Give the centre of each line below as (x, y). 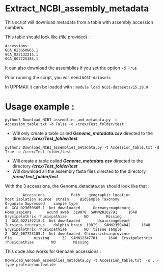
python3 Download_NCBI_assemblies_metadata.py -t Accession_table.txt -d (82, 147)
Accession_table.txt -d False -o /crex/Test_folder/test (65, 124)
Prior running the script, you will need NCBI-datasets (58, 77)
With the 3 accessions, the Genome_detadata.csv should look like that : (77, 186)
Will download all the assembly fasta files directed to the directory (79, 171)
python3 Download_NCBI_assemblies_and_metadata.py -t (61, 120)
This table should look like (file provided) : (47, 37)
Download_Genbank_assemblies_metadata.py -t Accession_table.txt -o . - (82, 260)
